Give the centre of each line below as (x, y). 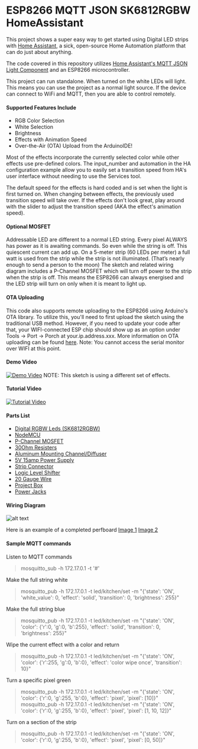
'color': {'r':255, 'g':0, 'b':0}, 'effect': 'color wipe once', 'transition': (101, 662)
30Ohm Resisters (36, 448)
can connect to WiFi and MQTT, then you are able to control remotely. (91, 94)
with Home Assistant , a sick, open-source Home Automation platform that (96, 46)
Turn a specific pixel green (38, 680)
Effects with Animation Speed (51, 139)
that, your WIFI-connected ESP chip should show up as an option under (93, 329)
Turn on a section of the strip (41, 722)
